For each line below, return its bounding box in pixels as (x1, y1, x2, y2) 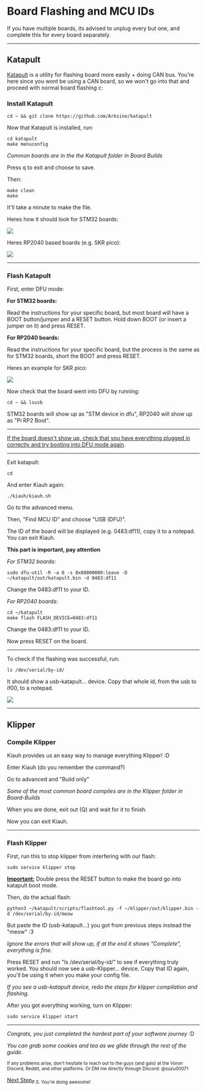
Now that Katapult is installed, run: (7, 124, 94, 131)
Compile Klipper (7, 738, 56, 746)
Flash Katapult (7, 271, 51, 280)
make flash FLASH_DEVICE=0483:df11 (7, 615, 98, 621)
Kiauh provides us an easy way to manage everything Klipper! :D (7, 752, 170, 759)
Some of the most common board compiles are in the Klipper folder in (7, 787, 183, 795)
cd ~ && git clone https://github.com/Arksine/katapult (7, 113, 152, 120)
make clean (7, 188, 35, 194)
